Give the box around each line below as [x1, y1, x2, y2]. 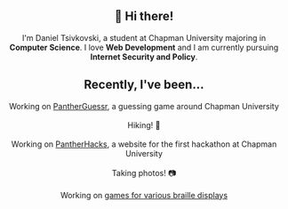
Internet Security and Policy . [90, 51, 198, 62]
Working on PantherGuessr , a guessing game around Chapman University [9, 100, 279, 111]
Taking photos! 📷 [111, 167, 177, 178]
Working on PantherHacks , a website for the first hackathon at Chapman [11, 139, 277, 149]
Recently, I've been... [84, 77, 204, 92]
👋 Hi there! [114, 9, 174, 24]
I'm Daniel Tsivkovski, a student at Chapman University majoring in [21, 32, 267, 43]
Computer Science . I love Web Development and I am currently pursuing [9, 42, 279, 52]
